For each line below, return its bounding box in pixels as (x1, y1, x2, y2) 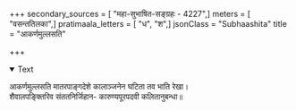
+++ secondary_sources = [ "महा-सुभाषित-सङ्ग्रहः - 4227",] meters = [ (9, 9, 251, 19)
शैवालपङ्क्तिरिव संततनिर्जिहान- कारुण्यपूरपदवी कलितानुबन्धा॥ (9, 91, 183, 102)
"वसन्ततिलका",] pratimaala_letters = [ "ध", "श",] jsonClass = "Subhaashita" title (9, 19, 288, 29)
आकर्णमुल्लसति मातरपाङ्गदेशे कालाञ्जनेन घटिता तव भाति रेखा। (9, 81, 190, 91)
